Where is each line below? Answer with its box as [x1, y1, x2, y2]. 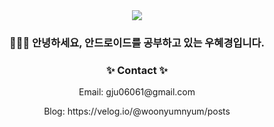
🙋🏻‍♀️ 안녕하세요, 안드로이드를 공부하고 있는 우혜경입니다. [8, 35, 266, 49]
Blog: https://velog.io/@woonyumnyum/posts [43, 105, 231, 118]
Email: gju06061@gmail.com [78, 86, 196, 98]
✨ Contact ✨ [105, 63, 169, 77]
